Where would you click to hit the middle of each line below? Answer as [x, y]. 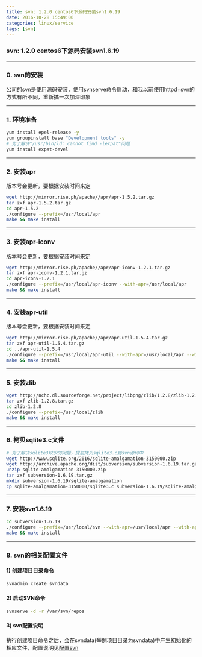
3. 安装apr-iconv [31, 242]
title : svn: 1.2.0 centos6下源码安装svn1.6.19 [63, 12]
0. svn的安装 [25, 75]
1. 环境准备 [22, 119]
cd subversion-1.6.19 [33, 522]
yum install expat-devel [37, 149]
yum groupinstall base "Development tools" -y [66, 138]
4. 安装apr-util [27, 312]
